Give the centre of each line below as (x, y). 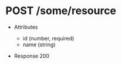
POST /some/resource (61, 11)
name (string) (39, 45)
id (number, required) (48, 38)
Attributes (26, 27)
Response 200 (32, 56)
